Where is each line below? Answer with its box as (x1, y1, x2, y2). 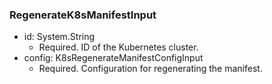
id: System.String (23, 31, 96, 43)
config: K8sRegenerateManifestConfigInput (23, 52, 204, 64)
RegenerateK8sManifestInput (9, 8, 157, 22)
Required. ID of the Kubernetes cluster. (38, 41, 199, 53)
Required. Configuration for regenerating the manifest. (38, 63, 263, 75)
